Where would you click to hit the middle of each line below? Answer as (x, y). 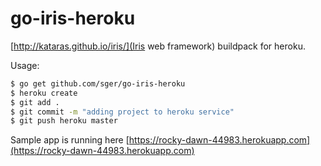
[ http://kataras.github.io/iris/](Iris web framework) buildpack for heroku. (158, 46)
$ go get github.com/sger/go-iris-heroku (98, 83)
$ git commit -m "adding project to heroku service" (122, 112)
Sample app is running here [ (70, 140)
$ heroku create (44, 93)
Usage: (25, 65)
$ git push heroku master (64, 121)
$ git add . (35, 102)
